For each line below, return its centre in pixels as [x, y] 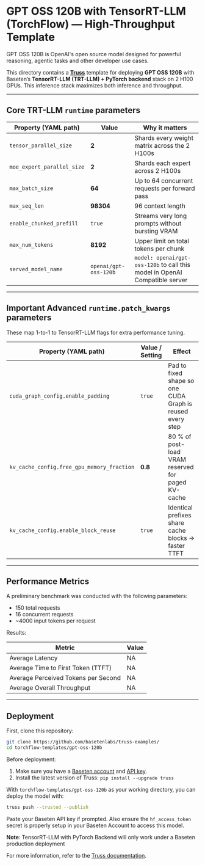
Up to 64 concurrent [164, 180]
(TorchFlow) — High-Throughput [91, 24]
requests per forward [165, 188]
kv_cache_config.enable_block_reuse [63, 530]
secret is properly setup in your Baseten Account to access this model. [95, 825]
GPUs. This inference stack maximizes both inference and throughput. [95, 85]
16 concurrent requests [44, 615]
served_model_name [36, 269]
